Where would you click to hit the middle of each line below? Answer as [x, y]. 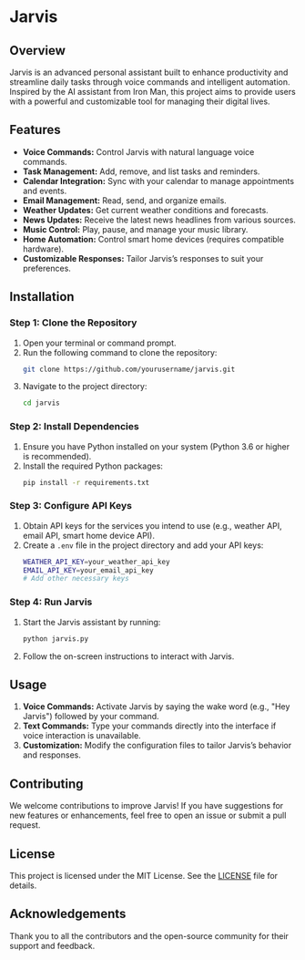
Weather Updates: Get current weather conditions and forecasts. [145, 210]
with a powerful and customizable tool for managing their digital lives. [140, 101]
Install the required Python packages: [93, 466]
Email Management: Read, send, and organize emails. [125, 200]
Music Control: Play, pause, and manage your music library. [135, 229]
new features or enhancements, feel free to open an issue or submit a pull [148, 815]
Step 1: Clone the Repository [73, 323]
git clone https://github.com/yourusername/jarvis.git [129, 369]
